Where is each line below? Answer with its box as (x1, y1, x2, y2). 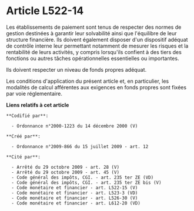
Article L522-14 (6, 4, 84, 18)
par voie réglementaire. (6, 90, 63, 97)
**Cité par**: (6, 154, 41, 160)
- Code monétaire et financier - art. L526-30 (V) (11, 195, 138, 201)
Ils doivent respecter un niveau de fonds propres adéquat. (6, 66, 147, 73)
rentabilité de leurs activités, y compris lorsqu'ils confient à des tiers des (6, 48, 182, 55)
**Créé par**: (6, 133, 41, 139)
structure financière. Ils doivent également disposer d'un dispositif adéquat (6, 36, 188, 43)
